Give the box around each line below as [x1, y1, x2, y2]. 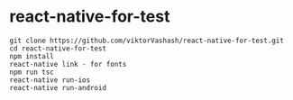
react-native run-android [9, 83, 106, 92]
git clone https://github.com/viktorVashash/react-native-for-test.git [9, 36, 284, 45]
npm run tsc [9, 68, 54, 77]
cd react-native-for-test [9, 43, 106, 53]
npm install [9, 51, 54, 60]
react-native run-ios [9, 75, 91, 85]
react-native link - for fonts [9, 59, 127, 68]
